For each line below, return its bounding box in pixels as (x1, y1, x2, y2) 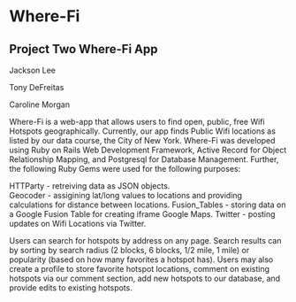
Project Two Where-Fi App (9, 42, 158, 57)
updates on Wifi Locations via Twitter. (9, 219, 147, 228)
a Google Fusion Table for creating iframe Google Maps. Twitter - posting (9, 209, 276, 219)
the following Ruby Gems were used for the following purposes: (9, 164, 241, 174)
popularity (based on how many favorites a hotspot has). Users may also (9, 254, 274, 265)
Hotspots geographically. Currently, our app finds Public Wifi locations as (9, 126, 277, 136)
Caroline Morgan (9, 99, 71, 110)
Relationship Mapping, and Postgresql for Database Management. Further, (9, 154, 279, 165)
